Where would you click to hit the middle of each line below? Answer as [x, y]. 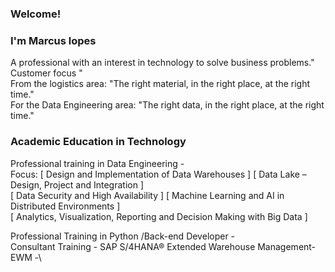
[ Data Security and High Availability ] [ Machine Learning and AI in [147, 195]
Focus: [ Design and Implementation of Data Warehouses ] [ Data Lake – [158, 174]
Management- [287, 246]
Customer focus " [46, 73]
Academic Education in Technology [98, 142]
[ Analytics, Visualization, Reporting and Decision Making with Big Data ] [159, 216]
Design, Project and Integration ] [77, 184]
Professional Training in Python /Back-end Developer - [123, 236]
